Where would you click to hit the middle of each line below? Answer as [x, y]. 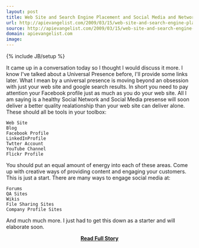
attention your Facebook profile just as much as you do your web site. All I [97, 93]
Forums [14, 189]
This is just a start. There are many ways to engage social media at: [88, 178]
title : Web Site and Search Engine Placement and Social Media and [91, 17]
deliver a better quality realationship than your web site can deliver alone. [96, 106]
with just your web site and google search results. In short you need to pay [97, 87]
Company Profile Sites [34, 209]
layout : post [22, 12]
